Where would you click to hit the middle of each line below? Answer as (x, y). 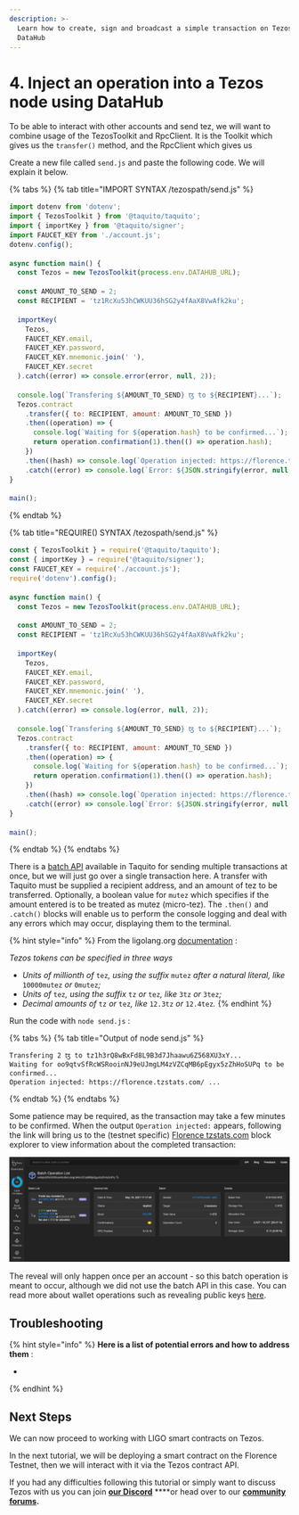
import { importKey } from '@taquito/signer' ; (97, 226)
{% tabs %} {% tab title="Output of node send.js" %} (107, 1038)
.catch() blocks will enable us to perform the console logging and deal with (148, 914)
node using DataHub (87, 102)
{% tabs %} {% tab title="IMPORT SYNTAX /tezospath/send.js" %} (131, 189)
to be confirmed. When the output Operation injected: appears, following (145, 1126)
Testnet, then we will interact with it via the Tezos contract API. (125, 1465)
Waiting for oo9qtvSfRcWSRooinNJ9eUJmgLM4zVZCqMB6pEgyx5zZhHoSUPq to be (147, 1065)
